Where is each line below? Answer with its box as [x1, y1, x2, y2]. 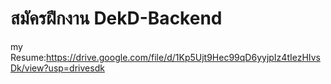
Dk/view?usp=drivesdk [10, 62, 105, 74]
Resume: [10, 51, 47, 63]
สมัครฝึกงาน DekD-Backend [10, 7, 223, 30]
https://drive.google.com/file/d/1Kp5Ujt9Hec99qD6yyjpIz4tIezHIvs [46, 51, 321, 63]
